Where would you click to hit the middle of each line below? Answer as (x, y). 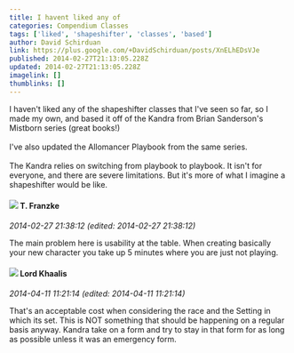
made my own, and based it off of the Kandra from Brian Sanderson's (136, 118)
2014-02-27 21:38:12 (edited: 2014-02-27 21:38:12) (103, 225)
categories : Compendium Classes (69, 26)
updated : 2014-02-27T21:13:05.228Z (75, 68)
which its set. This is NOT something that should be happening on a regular (147, 320)
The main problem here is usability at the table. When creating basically (140, 243)
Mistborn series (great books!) (65, 128)
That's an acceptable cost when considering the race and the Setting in (140, 311)
